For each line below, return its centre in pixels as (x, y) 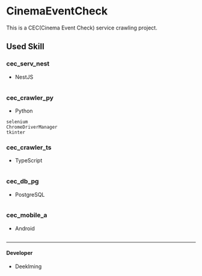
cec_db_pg (23, 182)
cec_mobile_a (27, 215)
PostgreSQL (30, 194)
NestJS (24, 77)
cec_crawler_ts (29, 147)
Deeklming (28, 266)
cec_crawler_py (30, 97)
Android (25, 228)
